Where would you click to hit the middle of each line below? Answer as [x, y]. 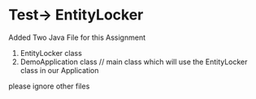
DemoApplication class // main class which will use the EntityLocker [134, 62]
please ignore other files [49, 86]
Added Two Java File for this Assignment [77, 37]
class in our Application [59, 70]
